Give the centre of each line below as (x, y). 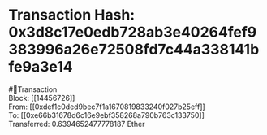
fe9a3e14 (41, 67)
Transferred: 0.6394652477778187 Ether (77, 124)
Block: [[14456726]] (42, 98)
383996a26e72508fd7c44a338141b (134, 50)
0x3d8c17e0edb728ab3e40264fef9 (133, 32)
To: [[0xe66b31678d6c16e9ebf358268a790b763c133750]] (107, 115)
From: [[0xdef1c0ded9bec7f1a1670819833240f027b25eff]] (107, 107)
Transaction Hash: (72, 15)
